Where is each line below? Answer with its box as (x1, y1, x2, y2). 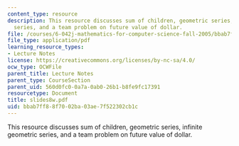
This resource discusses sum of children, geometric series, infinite (7, 122, 203, 131)
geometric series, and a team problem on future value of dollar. (7, 130, 193, 139)
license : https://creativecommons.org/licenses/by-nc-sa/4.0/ (7, 57, 196, 64)
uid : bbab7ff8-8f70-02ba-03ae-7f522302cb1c (7, 103, 139, 110)
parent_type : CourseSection (7, 76, 91, 84)
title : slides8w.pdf (7, 97, 69, 104)
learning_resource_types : (7, 43, 84, 51)
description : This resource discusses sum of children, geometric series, (7, 17, 234, 24)
